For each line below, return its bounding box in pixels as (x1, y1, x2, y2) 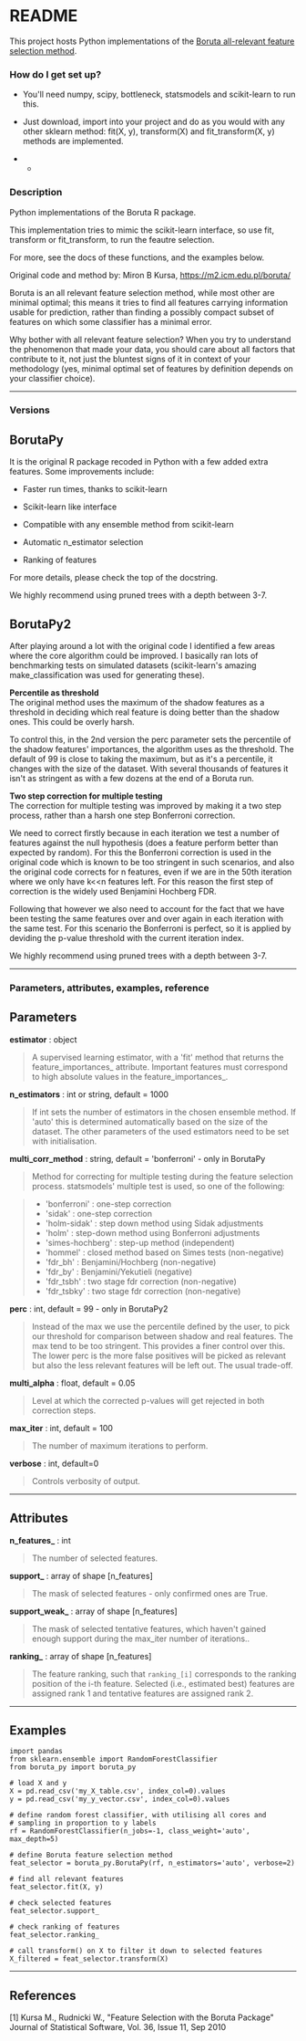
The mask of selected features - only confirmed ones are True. (31, 1587, 269, 1598)
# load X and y (9, 1779, 67, 1788)
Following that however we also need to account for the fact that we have (9, 904, 285, 915)
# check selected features (9, 1899, 112, 1908)
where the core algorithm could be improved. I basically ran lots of (9, 650, 259, 662)
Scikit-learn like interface (22, 501, 117, 512)
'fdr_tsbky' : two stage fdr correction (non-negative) (45, 1285, 241, 1296)
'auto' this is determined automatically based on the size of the (31, 1115, 269, 1127)
